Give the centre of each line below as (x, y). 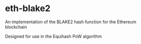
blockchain (16, 27)
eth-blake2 (28, 8)
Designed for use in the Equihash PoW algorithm (53, 36)
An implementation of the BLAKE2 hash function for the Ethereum (71, 22)
